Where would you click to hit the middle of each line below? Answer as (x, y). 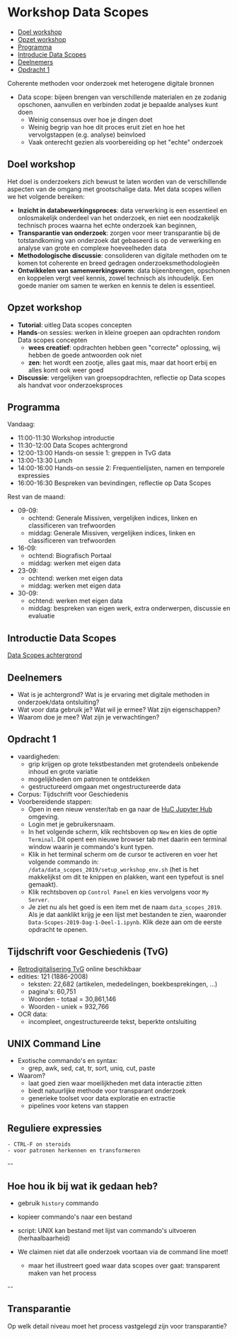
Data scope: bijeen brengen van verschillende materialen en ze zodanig (122, 97)
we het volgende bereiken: (46, 196)
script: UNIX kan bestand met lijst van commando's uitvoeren (107, 1231)
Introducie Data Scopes (52, 55)
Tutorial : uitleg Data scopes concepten (75, 325)
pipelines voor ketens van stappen (78, 1106)
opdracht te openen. (58, 929)
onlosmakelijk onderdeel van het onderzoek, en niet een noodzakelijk (118, 217)
